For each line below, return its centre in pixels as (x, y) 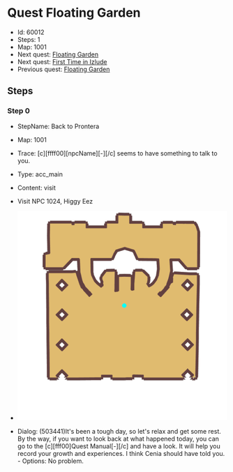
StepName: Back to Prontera (58, 126)
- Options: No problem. (50, 461)
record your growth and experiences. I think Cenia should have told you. (121, 453)
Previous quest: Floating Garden (63, 69)
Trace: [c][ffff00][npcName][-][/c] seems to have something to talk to (117, 153)
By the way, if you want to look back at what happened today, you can (118, 439)
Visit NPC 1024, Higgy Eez (55, 201)
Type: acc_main (40, 174)
